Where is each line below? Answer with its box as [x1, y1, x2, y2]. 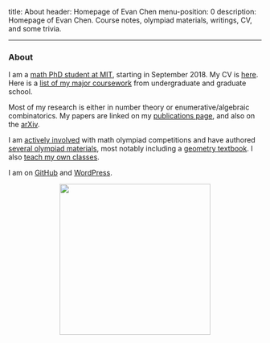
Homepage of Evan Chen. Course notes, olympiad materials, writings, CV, [8, 15, 252, 25]
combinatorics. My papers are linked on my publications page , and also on [8, 111, 256, 121]
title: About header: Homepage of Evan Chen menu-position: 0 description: [8, 7, 257, 16]
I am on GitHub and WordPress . [8, 168, 112, 178]
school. [8, 87, 33, 97]
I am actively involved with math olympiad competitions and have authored [8, 135, 256, 145]
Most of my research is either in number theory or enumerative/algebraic [8, 102, 250, 112]
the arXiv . [8, 120, 40, 130]
